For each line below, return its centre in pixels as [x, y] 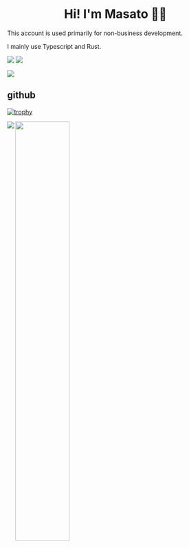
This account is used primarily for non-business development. [95, 33]
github [22, 95]
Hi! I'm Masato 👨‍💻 [115, 14]
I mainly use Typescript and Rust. [54, 46]
